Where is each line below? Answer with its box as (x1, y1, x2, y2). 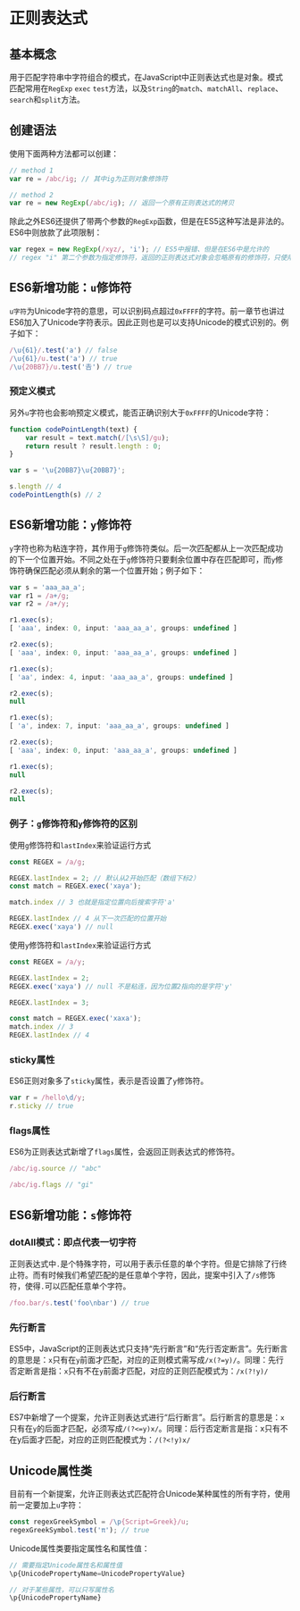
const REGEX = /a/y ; (9, 957, 87, 966)
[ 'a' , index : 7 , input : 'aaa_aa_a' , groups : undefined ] (9, 722, 229, 730)
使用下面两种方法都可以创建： (9, 148, 119, 159)
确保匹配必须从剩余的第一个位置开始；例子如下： (24, 564, 205, 576)
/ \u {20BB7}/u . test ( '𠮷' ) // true (9, 363, 132, 371)
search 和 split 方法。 (9, 95, 85, 104)
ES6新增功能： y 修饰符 (9, 517, 132, 532)
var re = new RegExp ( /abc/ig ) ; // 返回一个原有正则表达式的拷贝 (9, 198, 235, 208)
